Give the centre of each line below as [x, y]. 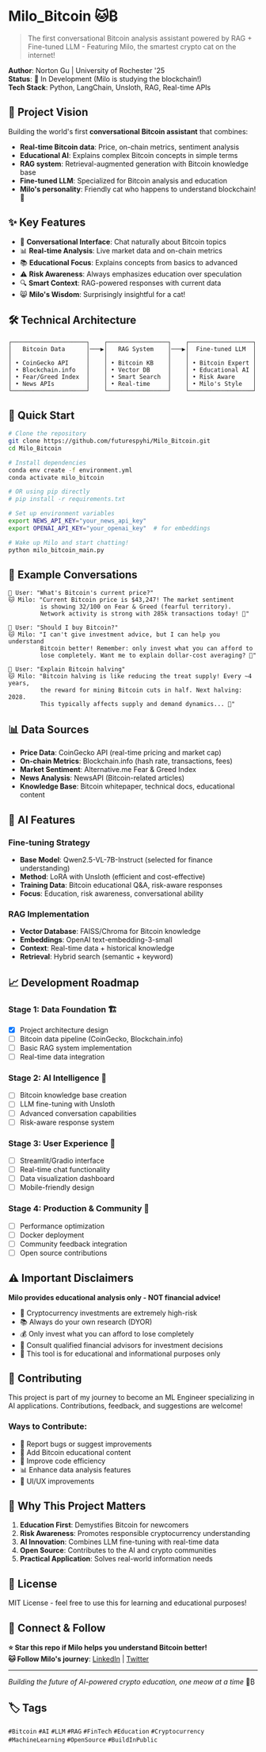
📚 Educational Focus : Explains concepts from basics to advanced [129, 262]
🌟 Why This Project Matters [77, 1506]
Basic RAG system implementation [76, 1048]
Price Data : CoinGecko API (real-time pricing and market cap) [120, 753]
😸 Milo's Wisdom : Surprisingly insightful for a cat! [103, 294]
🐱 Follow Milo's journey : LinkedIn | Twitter [79, 1659]
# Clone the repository [47, 434]
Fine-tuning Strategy [49, 843]
